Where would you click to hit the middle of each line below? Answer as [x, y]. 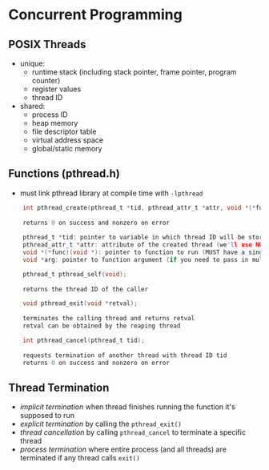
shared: [32, 106]
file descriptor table [64, 131]
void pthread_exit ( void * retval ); [80, 303]
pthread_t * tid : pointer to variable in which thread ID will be [134, 238]
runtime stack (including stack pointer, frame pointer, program [134, 72]
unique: [32, 63]
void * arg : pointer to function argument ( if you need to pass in [136, 259]
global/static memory [67, 149]
